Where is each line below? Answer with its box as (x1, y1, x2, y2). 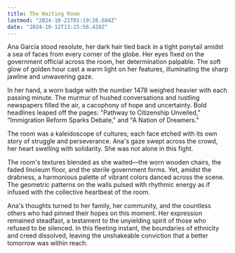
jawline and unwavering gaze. (7, 72, 93, 81)
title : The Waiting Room (7, 10, 80, 18)
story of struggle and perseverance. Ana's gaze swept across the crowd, (7, 137, 218, 145)
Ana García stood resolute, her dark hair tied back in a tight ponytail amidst (7, 43, 224, 51)
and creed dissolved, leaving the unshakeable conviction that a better (7, 231, 208, 240)
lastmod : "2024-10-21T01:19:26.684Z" (7, 17, 118, 24)
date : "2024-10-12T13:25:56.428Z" (7, 23, 109, 30)
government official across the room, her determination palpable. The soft (7, 58, 221, 66)
